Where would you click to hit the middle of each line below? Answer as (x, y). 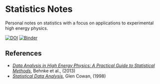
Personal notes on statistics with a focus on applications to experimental (80, 23)
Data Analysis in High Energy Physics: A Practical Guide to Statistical (83, 65)
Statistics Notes (39, 9)
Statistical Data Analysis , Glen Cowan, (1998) (59, 76)
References (23, 53)
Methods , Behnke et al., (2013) (44, 71)
